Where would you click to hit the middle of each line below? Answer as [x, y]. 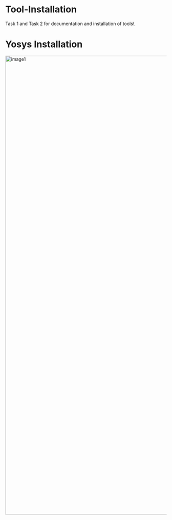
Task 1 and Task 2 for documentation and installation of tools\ [70, 24]
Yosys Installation [44, 44]
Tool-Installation [41, 9]
